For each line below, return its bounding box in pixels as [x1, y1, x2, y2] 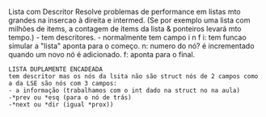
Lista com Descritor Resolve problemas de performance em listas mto [8, 7, 241, 16]
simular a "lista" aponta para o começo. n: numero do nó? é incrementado [8, 41, 255, 51]
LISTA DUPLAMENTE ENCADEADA [8, 65, 103, 73]
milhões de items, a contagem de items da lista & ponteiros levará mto [8, 24, 242, 33]
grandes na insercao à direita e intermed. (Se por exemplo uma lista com [8, 15, 251, 25]
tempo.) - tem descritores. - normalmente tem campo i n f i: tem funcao [8, 32, 247, 42]
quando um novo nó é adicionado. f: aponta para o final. [8, 50, 196, 59]
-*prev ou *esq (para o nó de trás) [8, 94, 132, 102]
